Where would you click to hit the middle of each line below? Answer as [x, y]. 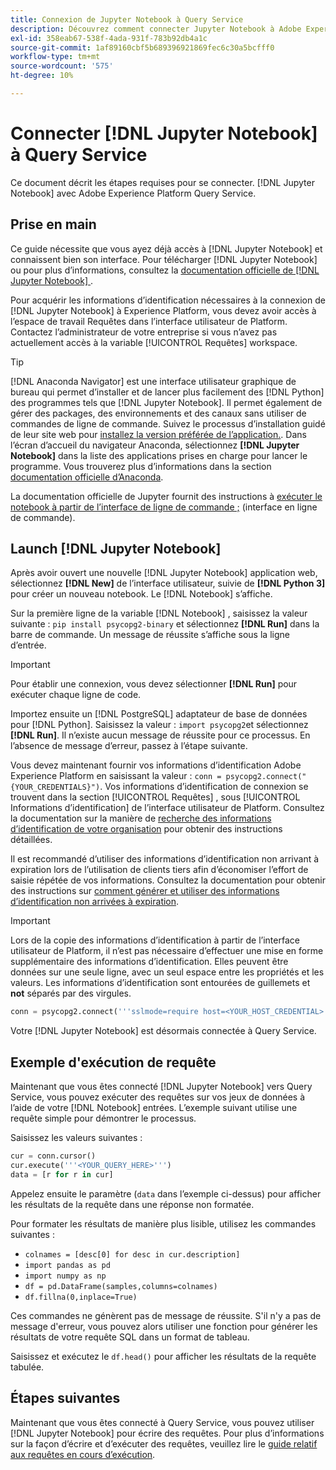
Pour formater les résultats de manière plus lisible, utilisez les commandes [163, 1223]
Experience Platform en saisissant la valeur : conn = [116, 776]
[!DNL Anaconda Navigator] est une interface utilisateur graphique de [153, 381]
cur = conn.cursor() [53, 1156]
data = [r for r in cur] [62, 1174]
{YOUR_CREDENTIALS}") [55, 787]
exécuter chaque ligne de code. [76, 695]
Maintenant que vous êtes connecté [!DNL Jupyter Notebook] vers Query [161, 1087]
